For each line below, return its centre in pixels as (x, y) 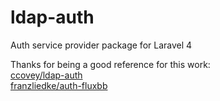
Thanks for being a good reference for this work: (110, 64)
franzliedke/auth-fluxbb (59, 85)
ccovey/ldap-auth (46, 75)
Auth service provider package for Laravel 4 (101, 45)
